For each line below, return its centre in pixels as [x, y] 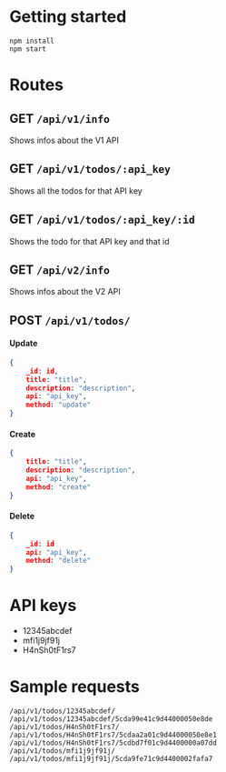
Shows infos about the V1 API [64, 140]
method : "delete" [59, 561]
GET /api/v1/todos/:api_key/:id [102, 220]
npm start [28, 49]
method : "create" [59, 487]
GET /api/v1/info [60, 119]
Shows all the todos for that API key [76, 190]
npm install [32, 41]
